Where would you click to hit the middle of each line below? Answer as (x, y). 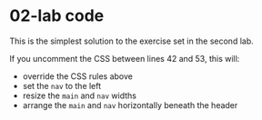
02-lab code (57, 16)
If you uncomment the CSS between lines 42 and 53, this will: (125, 58)
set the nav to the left (62, 85)
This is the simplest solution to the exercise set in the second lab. (132, 41)
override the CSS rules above (78, 76)
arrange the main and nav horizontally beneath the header (130, 105)
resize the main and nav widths (79, 95)
